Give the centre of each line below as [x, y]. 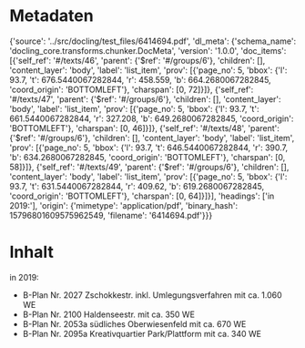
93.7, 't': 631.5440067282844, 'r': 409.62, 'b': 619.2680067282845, [137, 186]
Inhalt [32, 252]
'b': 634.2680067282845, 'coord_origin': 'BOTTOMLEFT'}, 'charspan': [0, [147, 157]
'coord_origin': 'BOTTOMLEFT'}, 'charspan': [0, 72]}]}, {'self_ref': [132, 89]
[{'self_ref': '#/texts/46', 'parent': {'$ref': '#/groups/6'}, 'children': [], [137, 60]
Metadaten [51, 16]
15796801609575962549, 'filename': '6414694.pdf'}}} [111, 215]
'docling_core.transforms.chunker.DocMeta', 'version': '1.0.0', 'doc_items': [148, 50]
